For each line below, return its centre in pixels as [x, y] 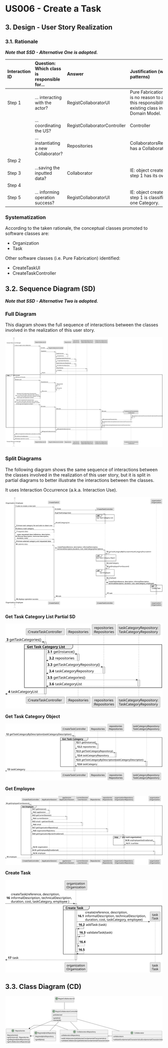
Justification [143, 71]
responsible [47, 79]
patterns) [140, 77]
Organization [25, 243]
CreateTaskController [34, 273]
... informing [47, 192]
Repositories [80, 146]
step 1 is [139, 198]
